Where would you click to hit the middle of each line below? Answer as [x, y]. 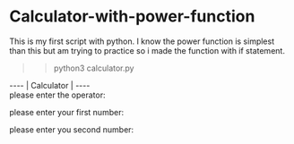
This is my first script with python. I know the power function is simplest [142, 41]
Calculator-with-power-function [132, 17]
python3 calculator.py [94, 68]
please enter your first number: [66, 112]
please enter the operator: [57, 95]
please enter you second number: [72, 129]
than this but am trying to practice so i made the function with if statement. [147, 50]
